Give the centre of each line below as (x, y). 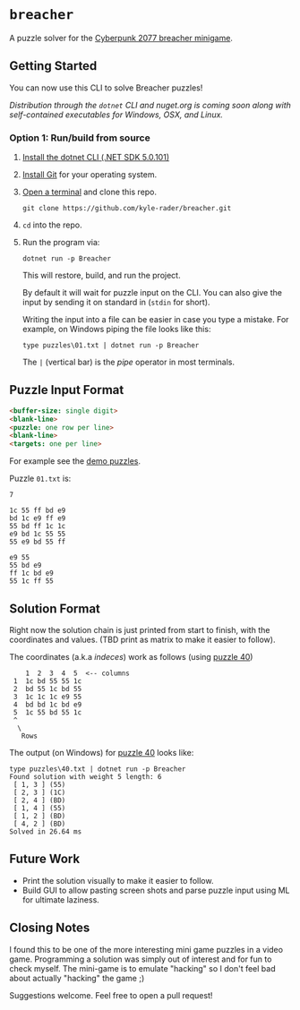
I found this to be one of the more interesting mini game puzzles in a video (146, 949)
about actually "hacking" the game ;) (77, 978)
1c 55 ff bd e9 (38, 511)
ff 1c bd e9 (31, 573)
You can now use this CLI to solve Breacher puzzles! (106, 88)
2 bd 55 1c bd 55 (47, 689)
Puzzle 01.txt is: (40, 479)
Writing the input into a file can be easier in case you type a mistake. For (155, 320)
